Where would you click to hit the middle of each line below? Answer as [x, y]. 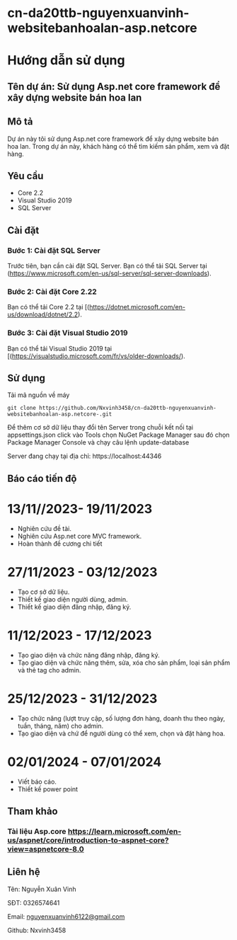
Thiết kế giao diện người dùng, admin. [73, 599]
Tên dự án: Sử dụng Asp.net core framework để [114, 86]
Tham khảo [33, 811]
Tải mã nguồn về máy [39, 395]
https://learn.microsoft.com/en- [125, 831]
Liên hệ [24, 872]
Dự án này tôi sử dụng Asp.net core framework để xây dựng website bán [113, 139]
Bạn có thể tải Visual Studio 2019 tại [59, 348]
